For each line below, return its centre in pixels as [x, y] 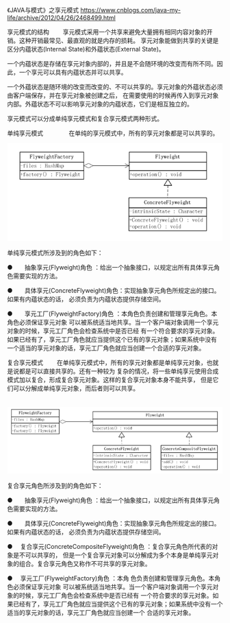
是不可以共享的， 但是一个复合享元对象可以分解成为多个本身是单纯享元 [113, 555]
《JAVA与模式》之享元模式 [43, 10]
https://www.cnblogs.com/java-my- [131, 10]
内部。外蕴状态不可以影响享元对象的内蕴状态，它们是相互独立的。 [100, 104]
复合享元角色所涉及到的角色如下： [55, 486]
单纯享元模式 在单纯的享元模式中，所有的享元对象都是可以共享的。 [113, 133]
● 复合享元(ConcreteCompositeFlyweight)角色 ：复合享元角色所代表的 [110, 547]
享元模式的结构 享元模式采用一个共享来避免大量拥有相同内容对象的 [107, 32]
